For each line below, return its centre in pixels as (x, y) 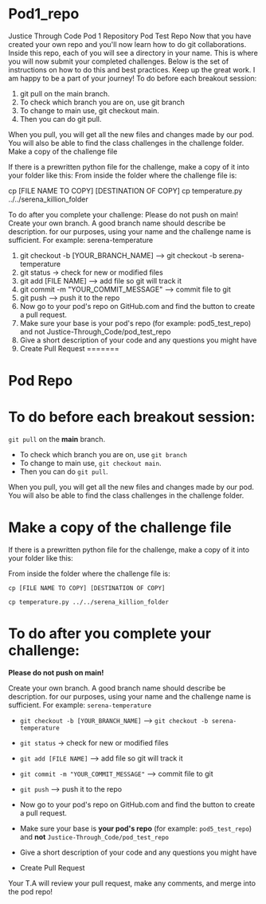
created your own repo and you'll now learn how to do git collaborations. (127, 44)
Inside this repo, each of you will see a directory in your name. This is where (133, 53)
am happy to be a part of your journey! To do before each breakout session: (133, 78)
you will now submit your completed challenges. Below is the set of (119, 61)
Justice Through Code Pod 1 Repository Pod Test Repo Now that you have (130, 36)
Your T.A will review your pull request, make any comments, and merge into (132, 883)
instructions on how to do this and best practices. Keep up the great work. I (132, 69)
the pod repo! (31, 891)
